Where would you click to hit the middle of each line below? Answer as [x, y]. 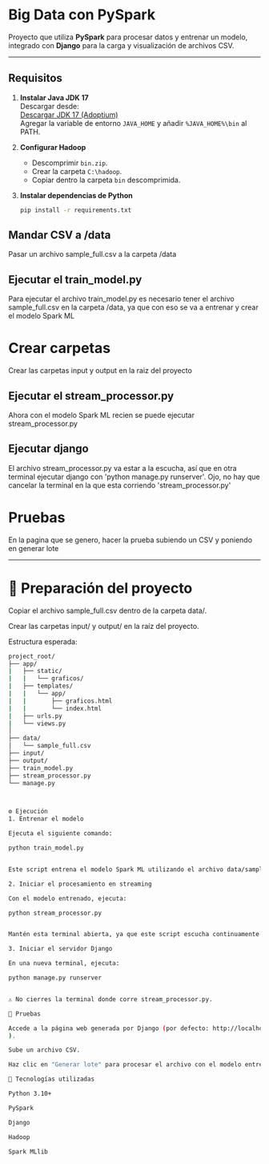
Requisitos [35, 78]
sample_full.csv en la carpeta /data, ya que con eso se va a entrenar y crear [133, 307]
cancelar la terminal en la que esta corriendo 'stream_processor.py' [120, 485]
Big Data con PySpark [82, 15]
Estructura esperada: [43, 641]
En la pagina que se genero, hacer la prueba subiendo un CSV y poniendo [130, 540]
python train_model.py [46, 848]
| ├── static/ [35, 671]
